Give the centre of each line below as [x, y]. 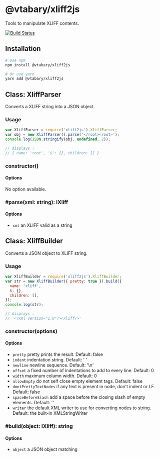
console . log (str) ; [24, 305]
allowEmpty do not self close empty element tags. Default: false [77, 381]
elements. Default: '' [33, 403]
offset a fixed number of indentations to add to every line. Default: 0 [83, 371]
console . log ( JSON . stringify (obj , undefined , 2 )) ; [58, 139]
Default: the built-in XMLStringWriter [50, 413]
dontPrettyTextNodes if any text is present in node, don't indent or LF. [84, 387]
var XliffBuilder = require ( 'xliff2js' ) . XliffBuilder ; [63, 277]
